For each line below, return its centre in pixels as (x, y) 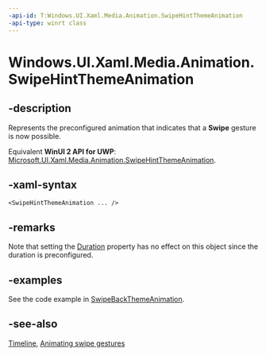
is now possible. (35, 136)
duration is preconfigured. (51, 255)
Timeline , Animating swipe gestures (67, 343)
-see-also (33, 324)
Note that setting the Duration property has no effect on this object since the (133, 246)
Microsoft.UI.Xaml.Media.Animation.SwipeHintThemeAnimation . (112, 160)
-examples (35, 280)
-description (40, 108)
